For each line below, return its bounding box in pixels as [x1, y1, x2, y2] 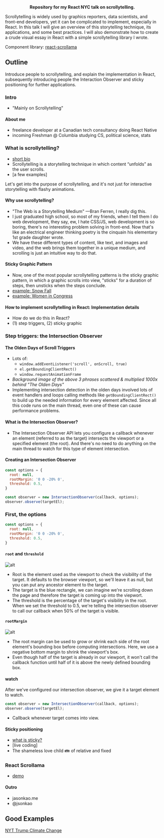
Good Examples [5, 814, 54, 823]
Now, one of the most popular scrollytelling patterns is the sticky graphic [12, 272, 159, 278]
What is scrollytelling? [5, 145, 60, 152]
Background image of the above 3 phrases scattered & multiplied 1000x [12, 376, 158, 382]
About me [5, 116, 26, 122]
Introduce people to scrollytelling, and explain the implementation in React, [5, 71, 156, 77]
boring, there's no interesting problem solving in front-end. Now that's [12, 224, 154, 230]
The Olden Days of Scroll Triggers [5, 344, 75, 350]
